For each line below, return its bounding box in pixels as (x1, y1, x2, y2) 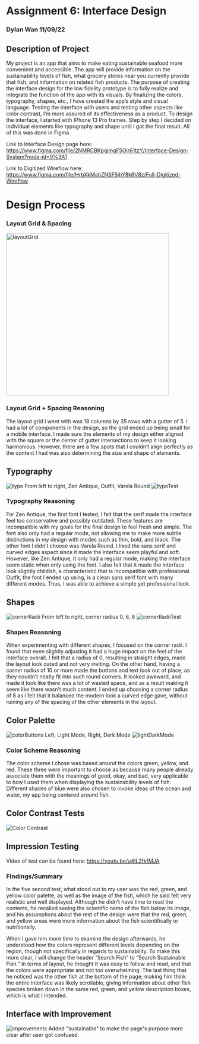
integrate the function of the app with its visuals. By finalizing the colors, (6, 91, 183, 98)
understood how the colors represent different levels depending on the (6, 941, 179, 948)
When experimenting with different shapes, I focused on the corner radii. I (6, 641, 187, 649)
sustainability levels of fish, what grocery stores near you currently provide (6, 72, 189, 79)
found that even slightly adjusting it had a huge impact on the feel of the (6, 647, 182, 655)
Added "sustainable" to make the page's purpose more (48, 1024, 183, 1032)
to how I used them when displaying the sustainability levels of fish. (6, 779, 171, 786)
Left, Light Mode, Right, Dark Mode (45, 731, 131, 738)
